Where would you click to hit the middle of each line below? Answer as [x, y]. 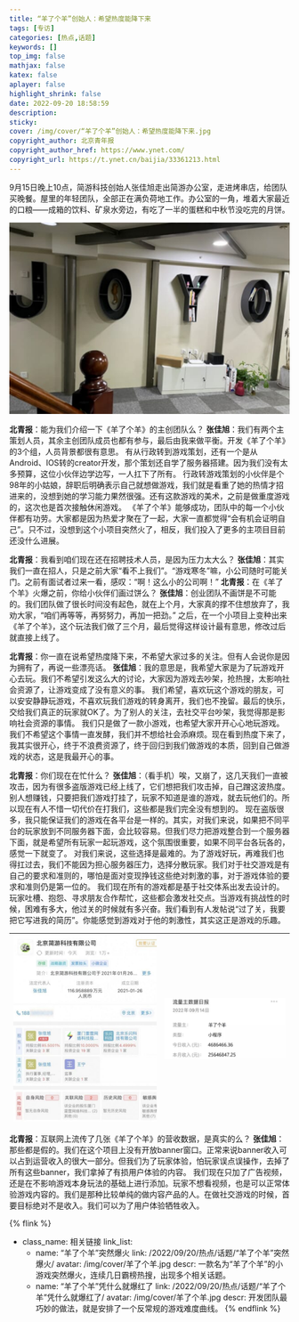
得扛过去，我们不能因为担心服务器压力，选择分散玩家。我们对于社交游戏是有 [149, 864]
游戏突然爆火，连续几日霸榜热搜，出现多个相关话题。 [133, 1275]
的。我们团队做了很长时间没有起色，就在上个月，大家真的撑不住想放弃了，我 [149, 604]
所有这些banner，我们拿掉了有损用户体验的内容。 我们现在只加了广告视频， [148, 1172]
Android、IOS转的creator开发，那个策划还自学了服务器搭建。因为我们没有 [145, 462]
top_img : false [37, 57]
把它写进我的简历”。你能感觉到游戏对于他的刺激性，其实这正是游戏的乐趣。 [148, 920]
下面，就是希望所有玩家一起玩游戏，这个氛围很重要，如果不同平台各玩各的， [149, 842]
